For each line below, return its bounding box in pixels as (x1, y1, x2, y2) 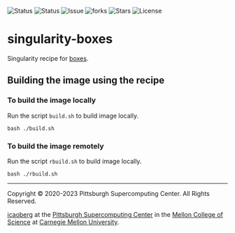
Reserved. (7, 197, 37, 205)
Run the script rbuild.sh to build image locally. (7, 157, 142, 165)
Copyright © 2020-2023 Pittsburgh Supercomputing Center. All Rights (7, 189, 210, 197)
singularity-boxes (7, 31, 113, 47)
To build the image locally (7, 95, 97, 105)
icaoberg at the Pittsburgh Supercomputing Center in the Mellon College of (7, 210, 224, 218)
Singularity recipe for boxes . (7, 54, 89, 62)
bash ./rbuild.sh (7, 170, 58, 178)
